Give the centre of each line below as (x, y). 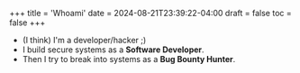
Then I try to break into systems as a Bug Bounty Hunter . (129, 59)
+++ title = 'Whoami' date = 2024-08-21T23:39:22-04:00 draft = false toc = (150, 13)
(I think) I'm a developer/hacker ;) (84, 40)
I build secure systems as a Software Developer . (113, 50)
